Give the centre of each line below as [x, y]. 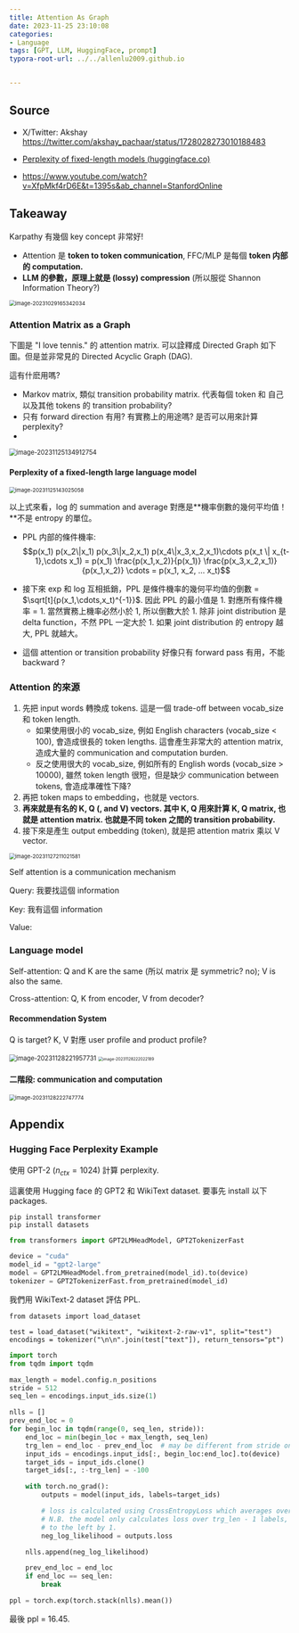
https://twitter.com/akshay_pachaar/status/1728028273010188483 [144, 141]
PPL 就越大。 [58, 633]
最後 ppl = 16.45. [40, 1619]
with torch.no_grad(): [67, 1487]
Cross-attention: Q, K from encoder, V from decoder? [107, 998]
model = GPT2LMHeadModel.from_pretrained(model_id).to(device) [129, 1273]
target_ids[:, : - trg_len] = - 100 [87, 1471]
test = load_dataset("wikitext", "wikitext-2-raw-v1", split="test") [141, 1332]
